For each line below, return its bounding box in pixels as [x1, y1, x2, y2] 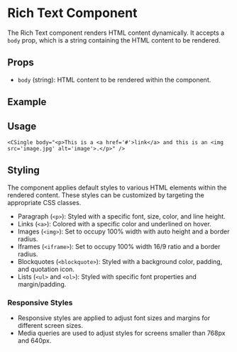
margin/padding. [17, 280, 67, 288]
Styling [7, 165, 40, 177]
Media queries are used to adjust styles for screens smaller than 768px [17, 329, 226, 338]
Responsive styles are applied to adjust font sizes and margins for [17, 314, 211, 322]
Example [7, 96, 47, 108]
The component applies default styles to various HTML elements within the [7, 183, 227, 192]
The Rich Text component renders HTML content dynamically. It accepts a [7, 28, 225, 37]
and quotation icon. [17, 265, 75, 273]
